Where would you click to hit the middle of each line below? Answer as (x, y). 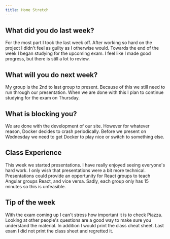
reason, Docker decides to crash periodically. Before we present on (76, 131)
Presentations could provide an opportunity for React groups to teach (78, 176)
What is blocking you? (41, 114)
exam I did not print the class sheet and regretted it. (59, 231)
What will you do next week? (52, 75)
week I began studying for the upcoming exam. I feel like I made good (78, 53)
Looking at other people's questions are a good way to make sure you (78, 220)
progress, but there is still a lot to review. (48, 59)
